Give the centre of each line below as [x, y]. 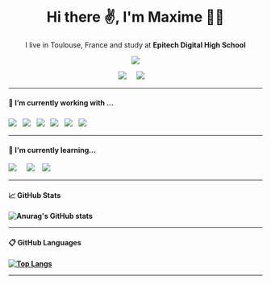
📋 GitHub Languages [45, 242]
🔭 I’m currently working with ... [61, 102]
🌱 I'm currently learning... [52, 150]
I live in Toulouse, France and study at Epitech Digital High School [135, 45]
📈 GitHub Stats [35, 195]
